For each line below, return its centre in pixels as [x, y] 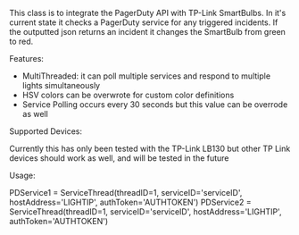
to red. [21, 41]
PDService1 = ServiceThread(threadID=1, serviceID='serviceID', [126, 193]
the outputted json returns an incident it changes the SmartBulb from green [147, 32]
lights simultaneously [61, 85]
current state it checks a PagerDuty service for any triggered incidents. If [144, 22]
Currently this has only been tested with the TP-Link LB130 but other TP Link [150, 148]
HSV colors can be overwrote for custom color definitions [128, 95]
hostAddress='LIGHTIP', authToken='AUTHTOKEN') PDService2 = [130, 202]
